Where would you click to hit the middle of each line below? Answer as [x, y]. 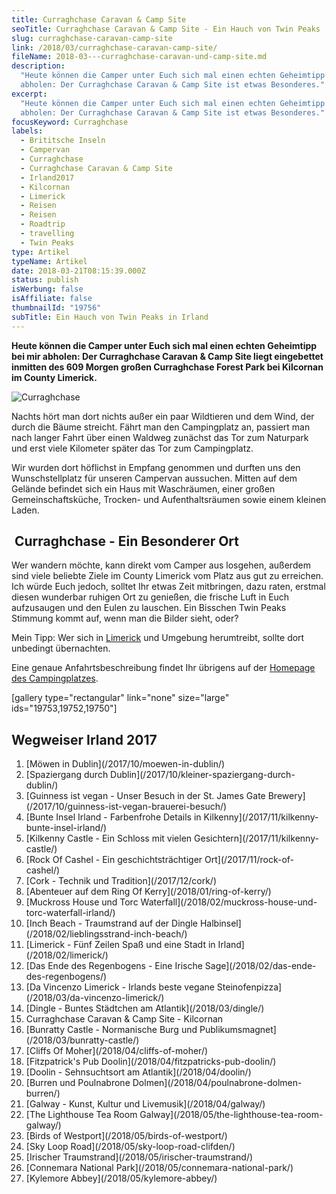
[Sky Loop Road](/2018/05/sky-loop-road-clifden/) [130, 1147]
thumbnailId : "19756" [56, 308]
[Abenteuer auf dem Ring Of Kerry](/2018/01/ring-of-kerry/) [148, 892]
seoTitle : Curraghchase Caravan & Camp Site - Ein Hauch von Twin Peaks [166, 29]
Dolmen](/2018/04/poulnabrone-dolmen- [217, 1083]
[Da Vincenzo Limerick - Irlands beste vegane [120, 987]
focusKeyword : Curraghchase [70, 122]
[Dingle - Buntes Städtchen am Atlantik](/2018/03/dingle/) [145, 1008]
